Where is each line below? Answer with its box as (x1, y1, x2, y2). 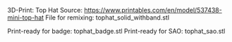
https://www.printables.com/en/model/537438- (84, 6, 222, 14)
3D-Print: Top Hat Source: (7, 6, 83, 14)
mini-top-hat (7, 13, 44, 22)
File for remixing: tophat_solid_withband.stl (45, 13, 170, 22)
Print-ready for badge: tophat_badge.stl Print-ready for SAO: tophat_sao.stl (7, 27, 226, 35)
